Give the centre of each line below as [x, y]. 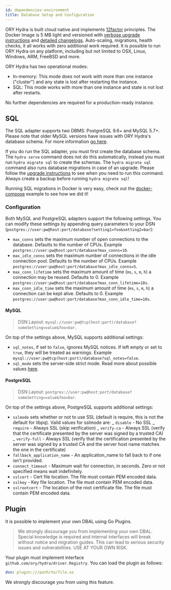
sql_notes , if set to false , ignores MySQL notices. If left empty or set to [87, 347]
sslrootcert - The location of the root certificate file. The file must [82, 488]
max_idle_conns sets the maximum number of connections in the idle [84, 255]
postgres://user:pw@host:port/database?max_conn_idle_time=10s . [82, 299]
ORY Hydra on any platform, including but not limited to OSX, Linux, [76, 51]
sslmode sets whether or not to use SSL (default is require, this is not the [88, 417]
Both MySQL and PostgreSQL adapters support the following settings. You [83, 218]
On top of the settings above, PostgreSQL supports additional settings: [79, 407]
